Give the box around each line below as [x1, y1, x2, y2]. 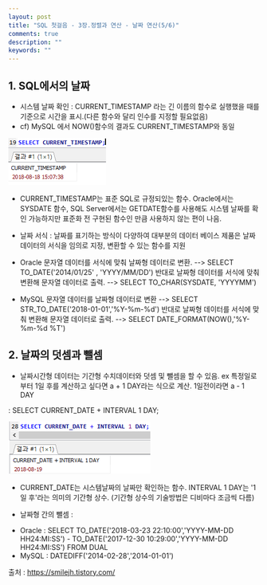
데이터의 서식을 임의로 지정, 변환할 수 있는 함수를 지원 [19, 240, 186, 250]
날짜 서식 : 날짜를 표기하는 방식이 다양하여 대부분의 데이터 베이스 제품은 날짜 [19, 230, 257, 240]
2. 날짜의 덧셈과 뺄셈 [8, 348, 104, 362]
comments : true [8, 29, 59, 37]
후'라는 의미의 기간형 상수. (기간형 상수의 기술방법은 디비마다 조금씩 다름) [28, 493, 255, 502]
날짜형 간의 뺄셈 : [19, 509, 73, 519]
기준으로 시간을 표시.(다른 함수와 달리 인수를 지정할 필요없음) [19, 112, 209, 121]
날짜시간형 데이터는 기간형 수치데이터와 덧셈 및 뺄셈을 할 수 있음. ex [19, 371, 230, 380]
